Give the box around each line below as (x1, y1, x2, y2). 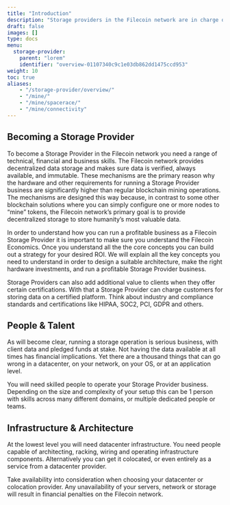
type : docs (7, 36, 38, 43)
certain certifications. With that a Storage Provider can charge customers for (7, 285, 223, 294)
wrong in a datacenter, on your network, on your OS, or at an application (7, 360, 211, 368)
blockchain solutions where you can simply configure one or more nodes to (7, 200, 220, 209)
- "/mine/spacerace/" (19, 99, 81, 106)
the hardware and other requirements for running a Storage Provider (7, 178, 200, 187)
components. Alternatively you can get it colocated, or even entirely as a (7, 455, 212, 463)
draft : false (7, 23, 44, 30)
